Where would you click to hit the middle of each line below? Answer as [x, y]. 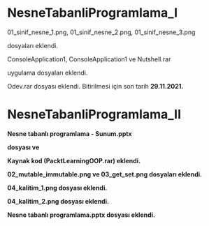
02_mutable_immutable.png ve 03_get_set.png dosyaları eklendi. [105, 174]
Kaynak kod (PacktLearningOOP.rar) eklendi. [74, 160]
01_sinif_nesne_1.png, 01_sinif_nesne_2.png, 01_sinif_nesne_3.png [101, 32]
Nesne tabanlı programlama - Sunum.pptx [70, 133]
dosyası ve [23, 147]
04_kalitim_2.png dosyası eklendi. [58, 201]
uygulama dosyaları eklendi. [48, 73]
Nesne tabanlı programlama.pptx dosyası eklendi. [81, 215]
